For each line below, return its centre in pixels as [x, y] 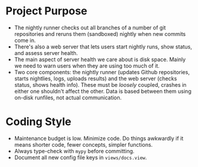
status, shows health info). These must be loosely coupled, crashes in [100, 84]
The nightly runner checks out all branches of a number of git [90, 28]
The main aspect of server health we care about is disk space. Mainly [100, 59]
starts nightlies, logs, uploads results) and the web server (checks [95, 78]
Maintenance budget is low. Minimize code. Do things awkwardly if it [99, 138]
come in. [25, 40]
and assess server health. [46, 53]
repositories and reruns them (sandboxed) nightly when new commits [100, 34]
